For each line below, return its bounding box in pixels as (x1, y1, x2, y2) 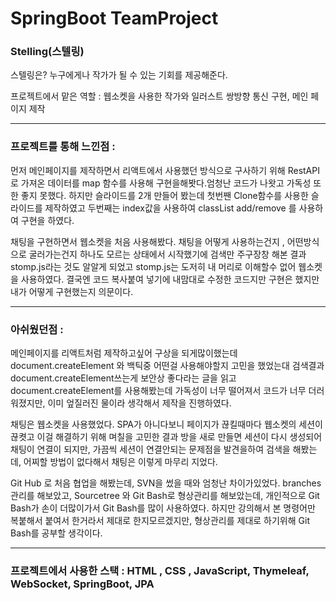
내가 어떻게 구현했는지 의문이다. (10, 285, 134, 297)
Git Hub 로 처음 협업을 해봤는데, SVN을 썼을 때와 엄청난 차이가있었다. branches (10, 477, 322, 489)
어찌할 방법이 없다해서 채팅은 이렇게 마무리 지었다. (23, 456, 218, 468)
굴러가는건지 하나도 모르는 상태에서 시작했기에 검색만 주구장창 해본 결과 (28, 248, 307, 260)
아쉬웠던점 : (10, 322, 64, 336)
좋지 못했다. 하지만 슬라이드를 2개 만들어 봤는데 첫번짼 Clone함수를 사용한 (20, 189, 309, 201)
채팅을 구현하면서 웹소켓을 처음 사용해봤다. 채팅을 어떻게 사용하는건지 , (10, 235, 285, 247)
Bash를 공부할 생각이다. (10, 527, 103, 539)
